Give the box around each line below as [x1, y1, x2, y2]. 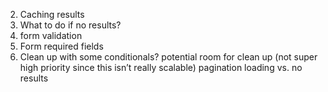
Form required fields [19, 40, 104, 52]
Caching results [19, 9, 85, 20]
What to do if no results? [19, 19, 122, 31]
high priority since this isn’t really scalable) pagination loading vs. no [19, 62, 303, 73]
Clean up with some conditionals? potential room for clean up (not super [19, 51, 318, 63]
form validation [19, 30, 83, 41]
